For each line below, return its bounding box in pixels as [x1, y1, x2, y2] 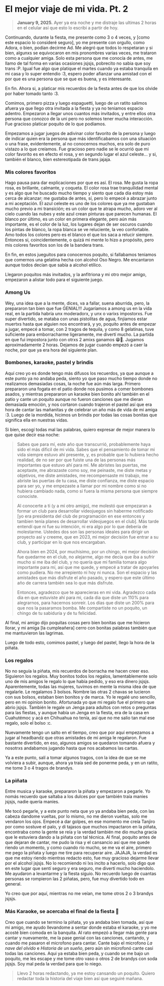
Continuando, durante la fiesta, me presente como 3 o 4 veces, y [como [5, 34, 150, 40]
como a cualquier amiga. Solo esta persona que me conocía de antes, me [5, 55, 153, 61]
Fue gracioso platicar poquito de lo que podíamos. [5, 121, 106, 127]
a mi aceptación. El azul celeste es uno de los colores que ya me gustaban [5, 201, 155, 207]
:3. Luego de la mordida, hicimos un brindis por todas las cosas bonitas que [5, 412, 157, 418]
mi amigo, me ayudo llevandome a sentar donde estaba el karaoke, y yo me [5, 924, 157, 930]
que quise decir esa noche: [5, 432, 60, 438]
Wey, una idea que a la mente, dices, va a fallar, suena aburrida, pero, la [5, 300, 150, 306]
